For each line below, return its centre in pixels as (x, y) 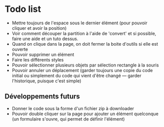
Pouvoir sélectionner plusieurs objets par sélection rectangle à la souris (85, 65)
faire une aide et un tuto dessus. (45, 39)
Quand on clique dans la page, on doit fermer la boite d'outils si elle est (85, 44)
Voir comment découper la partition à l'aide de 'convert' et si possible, (84, 33)
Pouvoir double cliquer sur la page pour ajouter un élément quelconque (85, 114)
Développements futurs (42, 96)
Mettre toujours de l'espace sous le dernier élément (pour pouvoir (80, 23)
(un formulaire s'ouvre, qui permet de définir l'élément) (68, 119)
